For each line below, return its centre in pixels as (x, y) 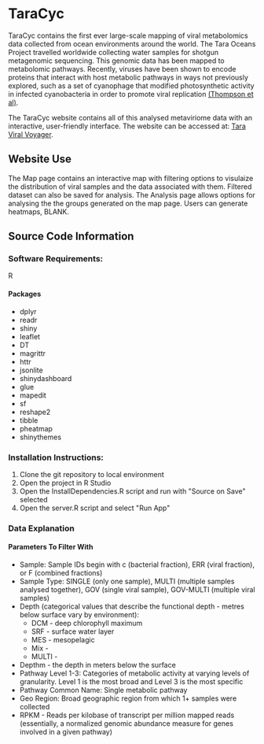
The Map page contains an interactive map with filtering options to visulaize (131, 178)
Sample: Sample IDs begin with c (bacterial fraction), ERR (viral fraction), (137, 564)
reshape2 (35, 412)
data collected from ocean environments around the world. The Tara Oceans (132, 43)
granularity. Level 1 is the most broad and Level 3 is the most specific (131, 682)
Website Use (40, 159)
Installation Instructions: (56, 457)
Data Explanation (41, 528)
